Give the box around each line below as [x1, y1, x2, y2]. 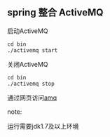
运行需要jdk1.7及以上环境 [7, 122, 79, 130]
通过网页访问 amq [7, 93, 57, 102]
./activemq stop [7, 80, 55, 87]
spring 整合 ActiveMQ [7, 6, 104, 19]
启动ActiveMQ [7, 27, 48, 35]
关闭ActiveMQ [7, 60, 48, 68]
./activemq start [7, 46, 58, 54]
